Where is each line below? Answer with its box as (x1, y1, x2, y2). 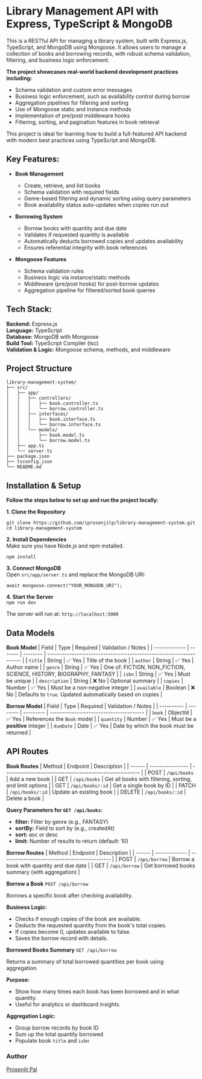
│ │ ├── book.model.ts (6, 432, 85, 438)
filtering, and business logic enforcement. (6, 56, 110, 64)
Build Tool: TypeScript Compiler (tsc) (6, 339, 99, 347)
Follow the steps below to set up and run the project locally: (6, 497, 159, 504)
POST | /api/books (147, 769, 194, 776)
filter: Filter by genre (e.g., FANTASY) (14, 818, 109, 825)
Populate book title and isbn (14, 1037, 89, 1044)
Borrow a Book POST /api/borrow (6, 880, 89, 887)
